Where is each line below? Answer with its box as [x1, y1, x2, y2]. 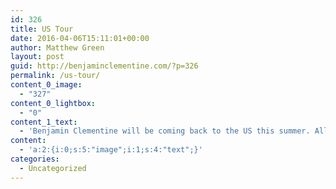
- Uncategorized [19, 163, 87, 173]
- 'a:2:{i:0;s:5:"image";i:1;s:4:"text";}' [19, 145, 203, 155]
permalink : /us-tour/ [10, 71, 101, 81]
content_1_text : [10, 117, 78, 127]
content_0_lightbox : [10, 98, 97, 108]
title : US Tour [10, 24, 74, 34]
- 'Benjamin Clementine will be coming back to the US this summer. [19, 126, 311, 136]
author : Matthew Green [10, 42, 105, 53]
